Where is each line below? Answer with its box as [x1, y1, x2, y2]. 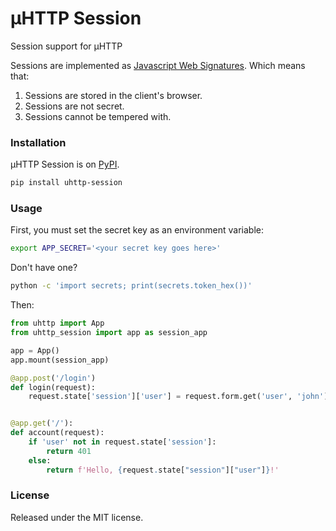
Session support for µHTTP [10, 40, 123, 52]
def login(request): [10, 382, 97, 392]
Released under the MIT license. [10, 511, 144, 523]
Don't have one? [10, 262, 78, 274]
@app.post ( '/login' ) [10, 373, 97, 383]
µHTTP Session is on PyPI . [10, 158, 120, 171]
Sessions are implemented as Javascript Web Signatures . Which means [10, 59, 306, 71]
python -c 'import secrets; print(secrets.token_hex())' [10, 281, 253, 291]
